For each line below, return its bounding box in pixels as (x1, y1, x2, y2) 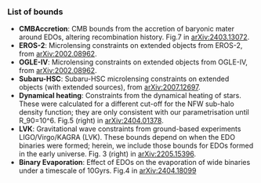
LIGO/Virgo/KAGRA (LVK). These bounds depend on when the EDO (18, 133, 236, 142)
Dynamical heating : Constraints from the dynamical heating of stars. (18, 91, 242, 101)
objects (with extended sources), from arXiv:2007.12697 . (18, 82, 201, 92)
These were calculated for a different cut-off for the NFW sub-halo (18, 99, 234, 108)
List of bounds (7, 6, 63, 17)
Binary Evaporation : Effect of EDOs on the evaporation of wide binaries (18, 158, 251, 167)
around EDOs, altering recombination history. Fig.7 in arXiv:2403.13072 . (18, 32, 250, 42)
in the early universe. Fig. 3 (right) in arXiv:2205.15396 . (18, 149, 197, 159)
